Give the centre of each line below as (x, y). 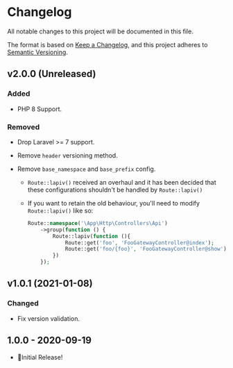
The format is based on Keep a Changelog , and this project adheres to (107, 44)
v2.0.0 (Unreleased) (52, 74)
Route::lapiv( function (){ (91, 236)
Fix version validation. (48, 318)
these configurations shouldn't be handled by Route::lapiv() (115, 190)
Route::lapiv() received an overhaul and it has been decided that (122, 182)
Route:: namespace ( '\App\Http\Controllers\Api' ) (97, 223)
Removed (24, 127)
